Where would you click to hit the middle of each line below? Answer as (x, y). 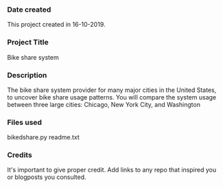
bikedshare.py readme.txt (44, 137)
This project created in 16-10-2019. (56, 25)
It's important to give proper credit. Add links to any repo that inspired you (112, 170)
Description (27, 75)
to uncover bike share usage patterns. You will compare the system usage (112, 97)
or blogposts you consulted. (47, 177)
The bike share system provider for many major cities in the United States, (112, 90)
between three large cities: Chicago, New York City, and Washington (104, 104)
